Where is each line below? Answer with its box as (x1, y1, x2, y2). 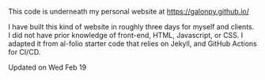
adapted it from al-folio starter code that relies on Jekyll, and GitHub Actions (8, 39, 257, 48)
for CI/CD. (8, 48, 41, 56)
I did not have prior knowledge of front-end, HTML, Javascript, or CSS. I (8, 31, 244, 40)
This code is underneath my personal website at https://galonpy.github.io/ (8, 7, 249, 16)
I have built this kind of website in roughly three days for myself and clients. (8, 22, 255, 31)
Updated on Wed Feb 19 (8, 63, 87, 72)
